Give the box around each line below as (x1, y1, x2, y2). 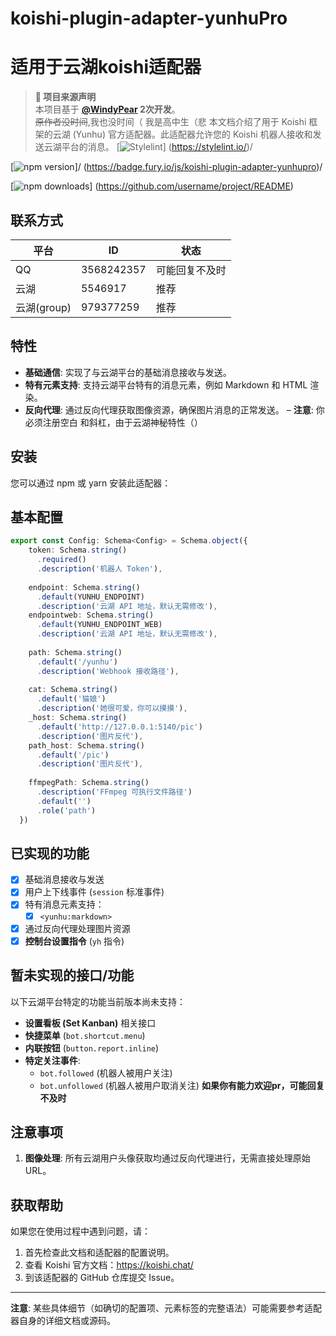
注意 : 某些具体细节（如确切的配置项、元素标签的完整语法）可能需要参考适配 (10, 1302, 322, 1314)
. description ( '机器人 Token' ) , (36, 564, 163, 574)
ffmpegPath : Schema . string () (28, 778, 150, 788)
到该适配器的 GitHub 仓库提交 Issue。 (24, 1272, 180, 1284)
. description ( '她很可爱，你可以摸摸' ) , (36, 703, 188, 714)
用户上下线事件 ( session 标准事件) (24, 886, 165, 898)
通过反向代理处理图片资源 (24, 922, 131, 934)
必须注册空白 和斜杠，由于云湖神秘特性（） (24, 416, 203, 428)
